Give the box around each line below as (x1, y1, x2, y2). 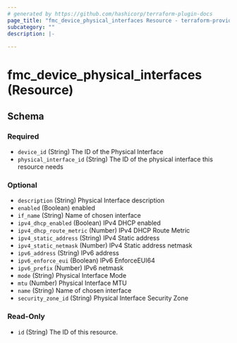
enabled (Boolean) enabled (17, 204, 95, 212)
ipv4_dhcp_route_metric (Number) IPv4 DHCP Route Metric (17, 226, 190, 235)
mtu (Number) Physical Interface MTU (17, 279, 127, 287)
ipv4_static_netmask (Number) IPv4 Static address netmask (17, 241, 193, 250)
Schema (7, 110, 44, 122)
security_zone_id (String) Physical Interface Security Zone (17, 294, 189, 303)
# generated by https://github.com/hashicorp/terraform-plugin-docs (7, 10, 213, 18)
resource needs (17, 163, 63, 170)
